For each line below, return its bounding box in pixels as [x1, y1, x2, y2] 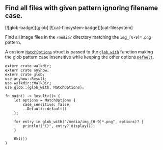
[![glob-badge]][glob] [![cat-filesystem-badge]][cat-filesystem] [5, 25, 133, 30]
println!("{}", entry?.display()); [23, 124, 96, 128]
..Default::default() [23, 106, 67, 111]
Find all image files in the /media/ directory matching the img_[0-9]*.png [5, 34, 151, 40]
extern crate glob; [5, 72, 45, 77]
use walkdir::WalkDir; [5, 80, 52, 85]
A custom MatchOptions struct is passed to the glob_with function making [5, 49, 153, 54]
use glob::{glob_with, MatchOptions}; [5, 85, 84, 90]
